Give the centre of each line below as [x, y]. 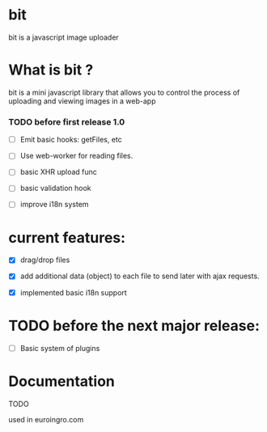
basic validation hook [55, 188]
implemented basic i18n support [73, 292]
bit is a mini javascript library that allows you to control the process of [124, 92]
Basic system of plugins [60, 348]
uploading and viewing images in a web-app [82, 101]
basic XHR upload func [58, 172]
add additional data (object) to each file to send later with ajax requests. [140, 276]
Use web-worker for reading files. [76, 156]
